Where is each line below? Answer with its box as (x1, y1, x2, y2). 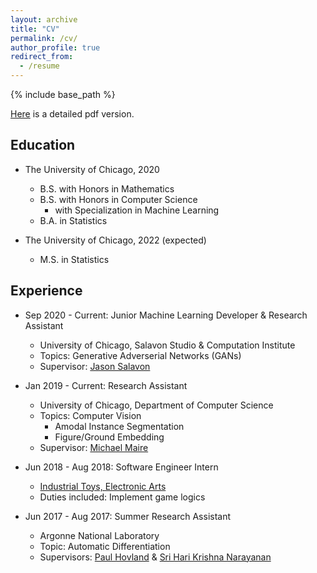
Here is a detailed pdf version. (10, 108, 135, 120)
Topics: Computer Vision (39, 409, 142, 421)
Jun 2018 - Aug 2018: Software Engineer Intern (24, 461, 219, 473)
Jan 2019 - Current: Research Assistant (24, 379, 188, 391)
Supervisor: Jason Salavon (39, 360, 151, 372)
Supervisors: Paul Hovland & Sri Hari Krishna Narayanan (39, 551, 272, 563)
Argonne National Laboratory (39, 529, 160, 541)
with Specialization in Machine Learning (54, 204, 220, 216)
